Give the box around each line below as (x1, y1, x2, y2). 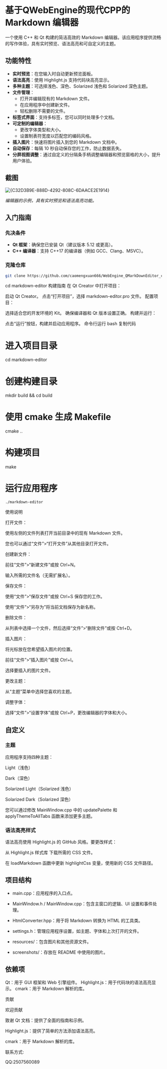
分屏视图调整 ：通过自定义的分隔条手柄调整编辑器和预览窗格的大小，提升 (12, 151, 161, 157)
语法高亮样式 (5, 826, 36, 833)
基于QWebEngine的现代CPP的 (5, 4, 130, 16)
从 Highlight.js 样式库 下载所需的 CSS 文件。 (5, 850, 95, 856)
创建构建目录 (5, 376, 58, 387)
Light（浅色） (5, 764, 33, 771)
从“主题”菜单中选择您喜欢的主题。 (5, 689, 75, 695)
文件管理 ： (12, 89, 35, 95)
